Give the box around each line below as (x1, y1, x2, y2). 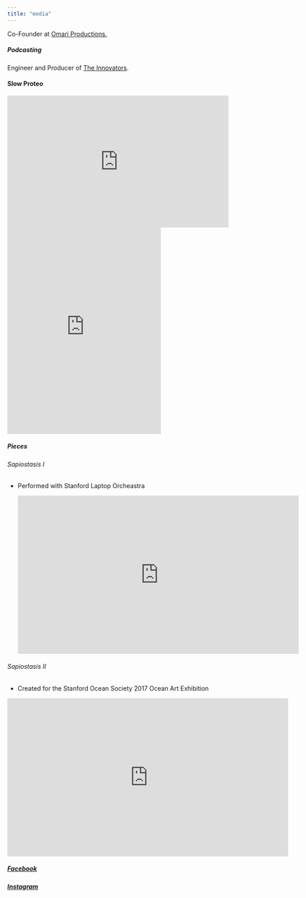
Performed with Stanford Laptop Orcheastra (17, 482, 145, 490)
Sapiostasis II (7, 662, 46, 670)
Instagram (7, 882, 39, 890)
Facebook (7, 864, 37, 873)
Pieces (7, 442, 28, 451)
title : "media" (7, 10, 52, 18)
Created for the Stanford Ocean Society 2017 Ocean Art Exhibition (17, 684, 209, 693)
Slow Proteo (7, 79, 44, 88)
